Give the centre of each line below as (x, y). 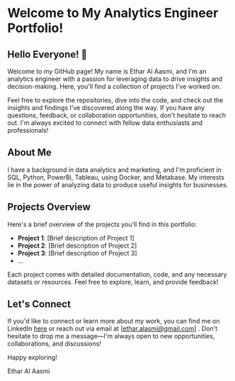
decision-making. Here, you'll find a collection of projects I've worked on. (114, 86)
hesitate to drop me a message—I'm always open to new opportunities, (111, 336)
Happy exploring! (33, 358)
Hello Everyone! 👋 (47, 54)
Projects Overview (49, 207)
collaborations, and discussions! (54, 344)
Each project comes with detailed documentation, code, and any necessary (117, 274)
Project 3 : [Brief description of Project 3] (77, 253)
